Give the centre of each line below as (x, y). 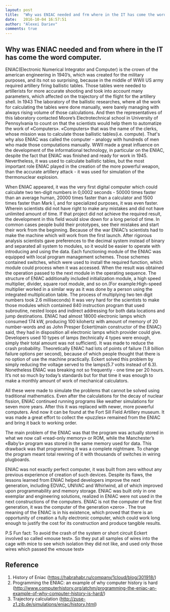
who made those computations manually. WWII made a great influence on (82, 144)
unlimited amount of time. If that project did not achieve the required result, (83, 214)
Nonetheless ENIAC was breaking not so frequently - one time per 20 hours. (85, 370)
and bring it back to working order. (41, 423)
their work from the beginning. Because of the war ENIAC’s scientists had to (84, 230)
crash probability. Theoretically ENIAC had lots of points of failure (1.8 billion (84, 348)
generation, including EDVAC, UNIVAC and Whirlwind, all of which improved (84, 485)
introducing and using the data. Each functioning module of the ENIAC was (83, 251)
